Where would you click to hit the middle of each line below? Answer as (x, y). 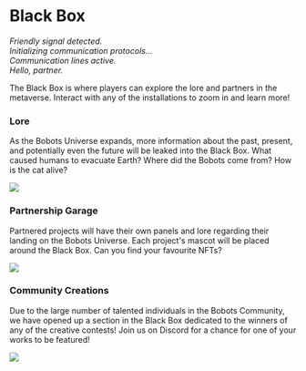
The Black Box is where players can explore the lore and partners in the (143, 88)
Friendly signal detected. (56, 41)
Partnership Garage (54, 211)
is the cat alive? (39, 170)
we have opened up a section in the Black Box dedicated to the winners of (149, 320)
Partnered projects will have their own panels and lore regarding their (139, 231)
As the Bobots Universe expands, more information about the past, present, (151, 141)
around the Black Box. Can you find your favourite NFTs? (116, 250)
